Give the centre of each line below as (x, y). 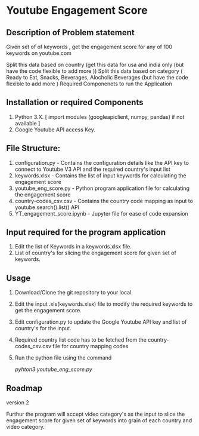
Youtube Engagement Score (77, 10)
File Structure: (33, 148)
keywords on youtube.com (39, 53)
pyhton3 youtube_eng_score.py (53, 369)
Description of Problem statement (71, 33)
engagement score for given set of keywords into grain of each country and (99, 420)
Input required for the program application (86, 233)
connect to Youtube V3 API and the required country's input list (93, 169)
